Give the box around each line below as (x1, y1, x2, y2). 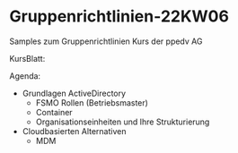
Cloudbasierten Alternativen (22, 125, 127, 136)
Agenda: (9, 70, 41, 81)
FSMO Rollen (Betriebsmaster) (35, 97, 148, 108)
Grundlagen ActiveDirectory (22, 88, 127, 98)
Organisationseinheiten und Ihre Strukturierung (35, 116, 210, 127)
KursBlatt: (9, 53, 46, 64)
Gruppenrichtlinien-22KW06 (9, 6, 229, 27)
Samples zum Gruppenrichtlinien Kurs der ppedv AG (9, 36, 203, 47)
